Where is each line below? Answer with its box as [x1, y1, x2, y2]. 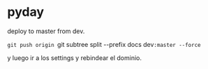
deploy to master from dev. [7, 27, 85, 35]
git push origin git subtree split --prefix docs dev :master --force [7, 40, 201, 48]
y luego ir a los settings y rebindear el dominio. [7, 53, 142, 62]
